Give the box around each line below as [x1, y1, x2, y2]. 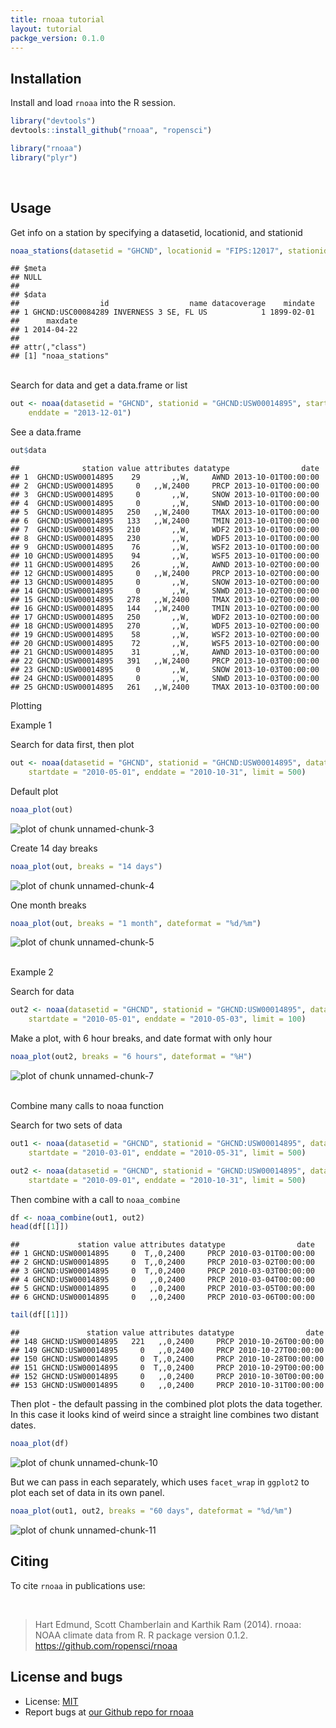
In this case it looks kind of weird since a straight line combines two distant [10, 1409, 320, 1421]
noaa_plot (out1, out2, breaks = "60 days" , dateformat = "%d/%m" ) [10, 1506, 293, 1516]
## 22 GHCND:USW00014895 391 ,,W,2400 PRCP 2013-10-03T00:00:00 [10, 656, 320, 666]
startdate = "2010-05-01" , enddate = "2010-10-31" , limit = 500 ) [28, 767, 307, 777]
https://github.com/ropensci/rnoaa [34, 1639, 178, 1651]
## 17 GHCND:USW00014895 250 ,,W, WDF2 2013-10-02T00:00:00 [10, 612, 320, 622]
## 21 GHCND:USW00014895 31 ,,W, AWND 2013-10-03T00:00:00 [10, 647, 320, 657]
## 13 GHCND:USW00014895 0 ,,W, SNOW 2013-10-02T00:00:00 [10, 577, 320, 587]
